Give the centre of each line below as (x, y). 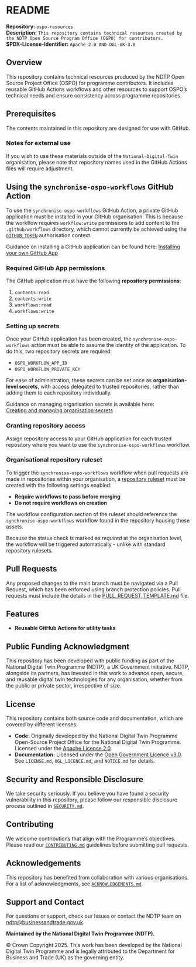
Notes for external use (39, 143)
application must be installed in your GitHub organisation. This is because (94, 216)
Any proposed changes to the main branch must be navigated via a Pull (92, 583)
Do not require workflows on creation (61, 503)
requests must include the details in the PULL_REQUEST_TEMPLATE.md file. (98, 595)
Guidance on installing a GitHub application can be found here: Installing (93, 247)
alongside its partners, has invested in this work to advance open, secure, (95, 673)
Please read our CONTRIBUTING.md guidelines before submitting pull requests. (97, 845)
